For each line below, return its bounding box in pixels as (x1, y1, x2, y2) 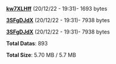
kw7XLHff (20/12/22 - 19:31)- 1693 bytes (6, 5, 108, 12)
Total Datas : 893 (6, 40, 48, 47)
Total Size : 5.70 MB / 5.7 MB (6, 51, 77, 59)
